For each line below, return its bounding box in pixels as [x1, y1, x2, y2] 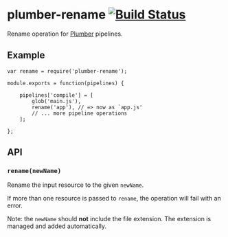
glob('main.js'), [32, 98, 81, 104]
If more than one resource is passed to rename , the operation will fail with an [7, 194, 221, 203]
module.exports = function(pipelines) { [7, 80, 125, 87]
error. [7, 201, 23, 210]
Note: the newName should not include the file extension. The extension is [7, 215, 212, 223]
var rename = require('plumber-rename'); [7, 67, 128, 75]
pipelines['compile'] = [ [19, 91, 94, 99]
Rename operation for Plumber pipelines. [7, 30, 123, 38]
